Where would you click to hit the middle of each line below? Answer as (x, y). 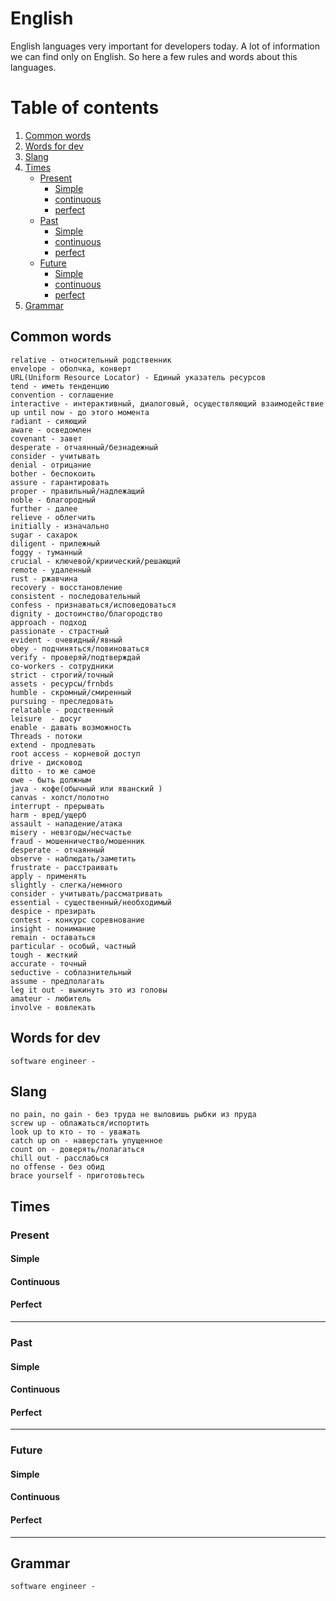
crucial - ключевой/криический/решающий (96, 561)
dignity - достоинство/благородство (86, 613)
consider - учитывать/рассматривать (86, 893)
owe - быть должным (51, 780)
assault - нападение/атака (66, 823)
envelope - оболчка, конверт (71, 368)
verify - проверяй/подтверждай (75, 657)
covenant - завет (46, 438)
